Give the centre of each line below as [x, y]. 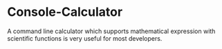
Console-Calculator [65, 12]
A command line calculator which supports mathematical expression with [111, 31]
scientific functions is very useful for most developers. [85, 38]
